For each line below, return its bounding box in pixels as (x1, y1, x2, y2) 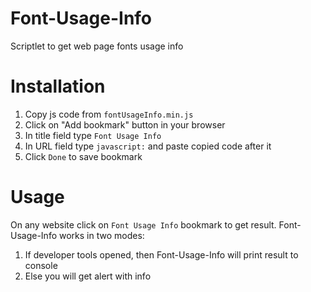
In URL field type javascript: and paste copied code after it (24, 140, 272, 152)
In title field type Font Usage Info (24, 129, 162, 141)
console (24, 259, 58, 271)
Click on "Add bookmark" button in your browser (24, 118, 226, 131)
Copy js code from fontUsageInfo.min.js (24, 108, 194, 120)
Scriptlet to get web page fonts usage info (10, 40, 184, 52)
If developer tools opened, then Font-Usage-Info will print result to (24, 248, 299, 261)
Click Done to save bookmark (24, 150, 143, 162)
